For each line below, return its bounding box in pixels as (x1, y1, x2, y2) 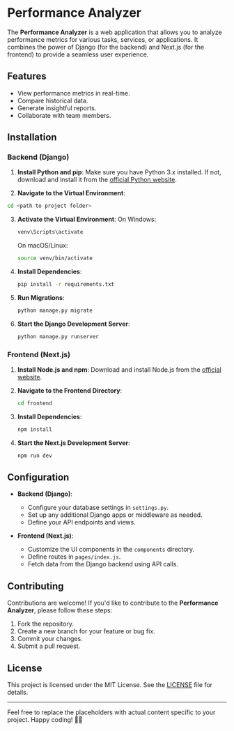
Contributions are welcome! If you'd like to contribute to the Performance (7, 598, 219, 608)
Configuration (7, 472, 70, 483)
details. (7, 688, 29, 697)
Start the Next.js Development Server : (17, 438, 130, 447)
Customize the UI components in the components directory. (27, 545, 195, 554)
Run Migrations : (17, 293, 65, 301)
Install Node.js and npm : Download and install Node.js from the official (17, 365, 221, 374)
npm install (17, 425, 52, 433)
